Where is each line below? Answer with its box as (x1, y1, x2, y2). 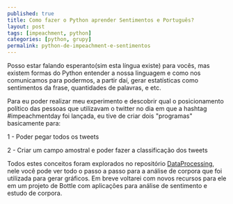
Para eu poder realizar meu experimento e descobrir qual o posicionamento (7, 97, 224, 105)
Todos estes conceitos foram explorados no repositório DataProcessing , (7, 160, 214, 167)
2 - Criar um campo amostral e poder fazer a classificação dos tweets (7, 146, 208, 154)
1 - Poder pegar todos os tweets (7, 133, 99, 141)
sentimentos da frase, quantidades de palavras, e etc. (7, 84, 161, 92)
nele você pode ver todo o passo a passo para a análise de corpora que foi (7, 167, 223, 175)
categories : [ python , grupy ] (7, 36, 92, 43)
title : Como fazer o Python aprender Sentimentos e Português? (7, 17, 195, 24)
